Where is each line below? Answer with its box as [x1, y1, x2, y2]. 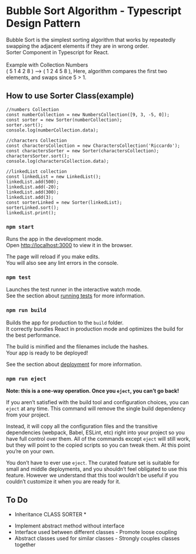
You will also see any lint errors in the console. [6, 260, 119, 267]
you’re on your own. [6, 447, 55, 455]
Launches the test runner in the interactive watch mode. [6, 286, 142, 293]
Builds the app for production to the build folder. [6, 319, 124, 326]
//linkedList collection [6, 168, 67, 175]
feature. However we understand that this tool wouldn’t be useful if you [6, 471, 178, 478]
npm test [6, 274, 31, 281]
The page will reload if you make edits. [6, 253, 100, 260]
